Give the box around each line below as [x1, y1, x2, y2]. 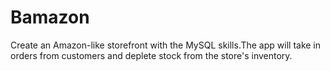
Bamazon [10, 6, 90, 29]
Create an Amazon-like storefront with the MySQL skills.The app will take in [10, 39, 322, 51]
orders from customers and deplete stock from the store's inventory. [10, 49, 293, 61]
